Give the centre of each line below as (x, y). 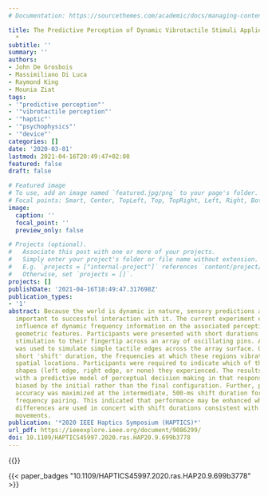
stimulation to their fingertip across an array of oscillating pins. (135, 341)
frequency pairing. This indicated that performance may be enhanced (133, 400)
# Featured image (37, 186)
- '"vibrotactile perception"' (60, 112)
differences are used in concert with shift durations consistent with (137, 408)
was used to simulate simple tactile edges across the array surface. (135, 348)
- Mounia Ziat (32, 89)
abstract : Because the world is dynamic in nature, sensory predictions (132, 311)
